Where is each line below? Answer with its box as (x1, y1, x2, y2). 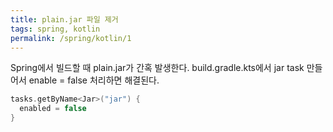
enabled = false (19, 104, 87, 114)
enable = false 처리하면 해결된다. (28, 74, 160, 86)
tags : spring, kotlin (10, 24, 101, 34)
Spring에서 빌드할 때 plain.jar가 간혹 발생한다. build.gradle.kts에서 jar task (10, 62, 305, 74)
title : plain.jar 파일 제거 (10, 14, 119, 25)
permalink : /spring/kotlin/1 (10, 33, 132, 43)
